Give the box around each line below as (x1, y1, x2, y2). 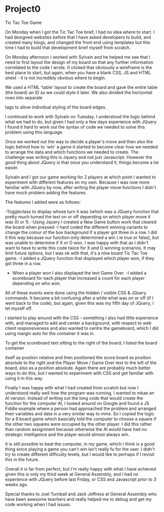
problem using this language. (5, 129, 63, 135)
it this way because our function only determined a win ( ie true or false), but (5, 235, 159, 240)
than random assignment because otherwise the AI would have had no (5, 426, 147, 432)
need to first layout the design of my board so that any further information (5, 59, 154, 65)
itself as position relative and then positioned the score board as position (5, 354, 151, 360)
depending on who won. (12, 280, 61, 286)
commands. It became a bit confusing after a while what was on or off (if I (5, 295, 154, 301)
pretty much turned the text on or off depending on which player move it (5, 213, 151, 219)
